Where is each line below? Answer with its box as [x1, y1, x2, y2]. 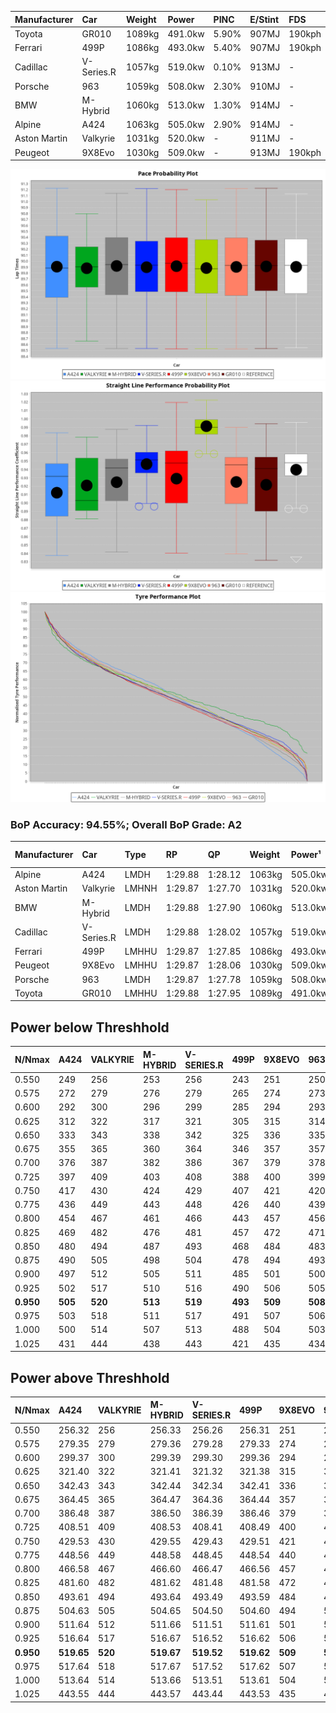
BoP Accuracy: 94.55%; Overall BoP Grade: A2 [10, 817, 243, 831]
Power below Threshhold [10, 1019, 170, 1036]
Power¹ [290, 849, 322, 861]
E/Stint [249, 13, 280, 25]
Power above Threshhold [10, 1369, 170, 1386]
